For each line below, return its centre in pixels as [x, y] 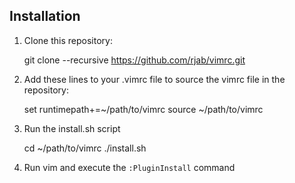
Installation [45, 16]
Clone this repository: [68, 40]
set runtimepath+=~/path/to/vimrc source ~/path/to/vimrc [143, 109]
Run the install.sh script [72, 128]
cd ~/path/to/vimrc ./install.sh [85, 148]
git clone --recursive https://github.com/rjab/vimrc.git [134, 60]
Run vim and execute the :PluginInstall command [129, 167]
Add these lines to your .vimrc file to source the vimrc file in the [154, 79]
